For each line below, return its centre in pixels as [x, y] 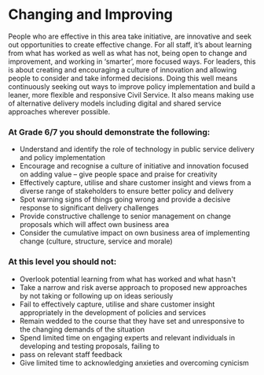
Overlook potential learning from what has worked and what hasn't [127, 279]
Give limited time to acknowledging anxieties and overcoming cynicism [134, 362]
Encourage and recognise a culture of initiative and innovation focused [134, 166]
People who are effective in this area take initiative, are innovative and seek [130, 36]
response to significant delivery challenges [89, 208]
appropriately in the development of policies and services [113, 312]
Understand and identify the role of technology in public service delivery [137, 149]
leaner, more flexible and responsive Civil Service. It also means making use [131, 95]
